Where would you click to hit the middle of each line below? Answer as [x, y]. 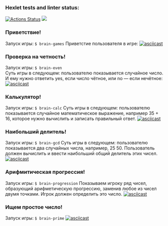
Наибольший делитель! [36, 132]
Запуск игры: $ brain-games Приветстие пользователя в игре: [72, 43]
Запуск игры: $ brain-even [34, 67]
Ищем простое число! [34, 207]
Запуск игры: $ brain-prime [35, 218]
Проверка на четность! [35, 56]
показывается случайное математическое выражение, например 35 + [82, 114]
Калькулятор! [23, 97]
